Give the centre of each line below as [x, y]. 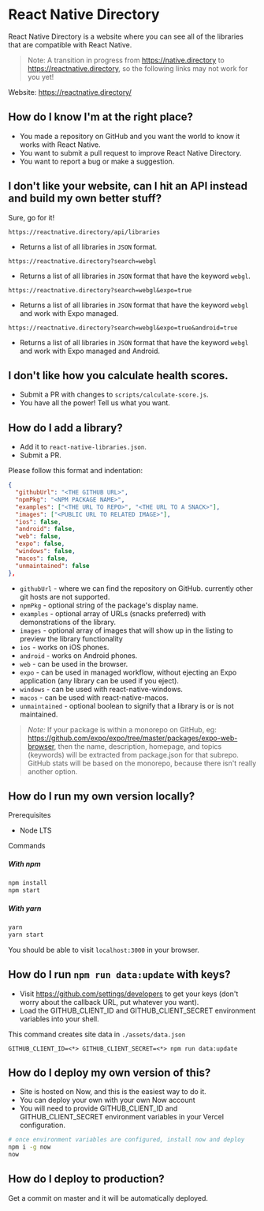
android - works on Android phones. [78, 655]
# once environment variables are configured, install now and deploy [126, 1140]
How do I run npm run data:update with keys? [119, 974]
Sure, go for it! [32, 217]
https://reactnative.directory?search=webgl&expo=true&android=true [123, 328]
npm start [24, 890]
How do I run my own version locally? [102, 796]
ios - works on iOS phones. [64, 647]
